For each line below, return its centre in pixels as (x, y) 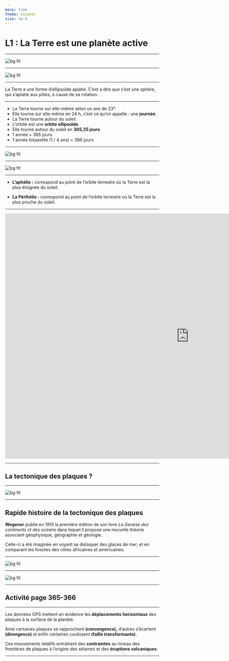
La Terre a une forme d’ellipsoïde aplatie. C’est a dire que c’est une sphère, (80, 89)
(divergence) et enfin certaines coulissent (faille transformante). (71, 634)
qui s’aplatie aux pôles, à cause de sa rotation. (52, 95)
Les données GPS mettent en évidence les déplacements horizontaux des (81, 614)
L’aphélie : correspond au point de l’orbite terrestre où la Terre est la (81, 182)
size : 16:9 (16, 19)
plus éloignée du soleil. (35, 187)
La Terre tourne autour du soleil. (45, 119)
